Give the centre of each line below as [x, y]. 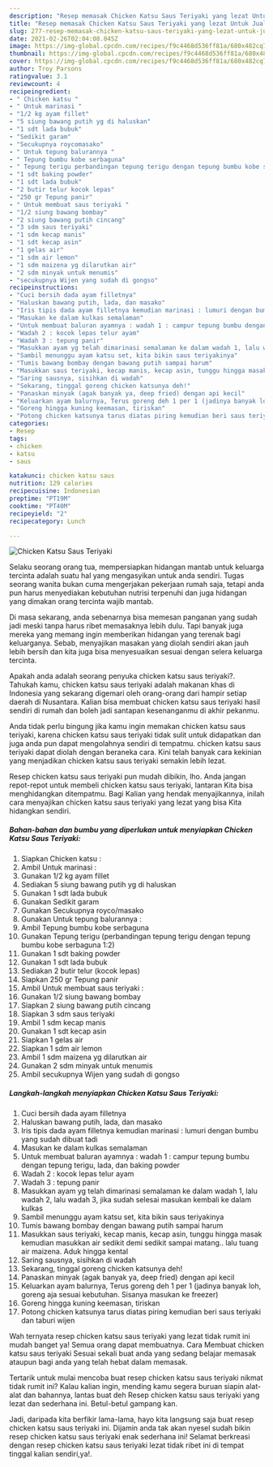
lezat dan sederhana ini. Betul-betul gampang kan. [93, 1404]
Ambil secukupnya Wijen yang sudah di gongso [100, 1074]
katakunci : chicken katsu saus [62, 476]
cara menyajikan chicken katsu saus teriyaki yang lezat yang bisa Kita [126, 803]
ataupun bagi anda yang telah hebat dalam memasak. [99, 1362]
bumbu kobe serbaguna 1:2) [68, 945]
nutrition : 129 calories [51, 484]
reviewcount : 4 [35, 84]
